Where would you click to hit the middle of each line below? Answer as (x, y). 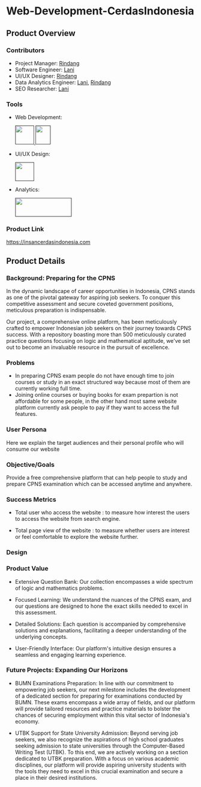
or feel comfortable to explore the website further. (77, 537)
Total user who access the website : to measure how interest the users (102, 512)
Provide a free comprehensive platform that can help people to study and (97, 478)
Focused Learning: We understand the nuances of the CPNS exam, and (103, 599)
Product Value (27, 569)
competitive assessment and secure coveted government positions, (90, 304)
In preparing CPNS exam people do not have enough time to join (94, 376)
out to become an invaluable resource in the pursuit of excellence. (88, 347)
